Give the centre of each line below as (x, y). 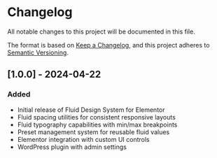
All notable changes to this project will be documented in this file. (101, 31)
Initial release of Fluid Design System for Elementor (91, 110)
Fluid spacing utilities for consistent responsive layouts (97, 117)
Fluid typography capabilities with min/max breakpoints (97, 124)
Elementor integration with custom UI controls (83, 139)
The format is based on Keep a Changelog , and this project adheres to (108, 45)
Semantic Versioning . (38, 52)
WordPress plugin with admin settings (72, 147)
